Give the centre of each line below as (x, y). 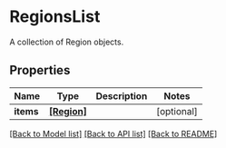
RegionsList (55, 17)
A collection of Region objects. (67, 42)
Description (122, 95)
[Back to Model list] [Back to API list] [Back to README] (113, 133)
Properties (40, 70)
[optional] (177, 111)
